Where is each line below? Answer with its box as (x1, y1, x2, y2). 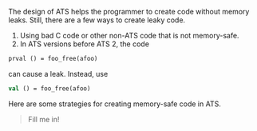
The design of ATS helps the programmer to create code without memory (8, 7, 250, 16)
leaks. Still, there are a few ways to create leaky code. (8, 15, 186, 25)
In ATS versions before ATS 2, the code (19, 39, 150, 49)
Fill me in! (27, 114, 60, 124)
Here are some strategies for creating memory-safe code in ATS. (8, 99, 221, 109)
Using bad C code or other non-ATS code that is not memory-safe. (19, 31, 239, 40)
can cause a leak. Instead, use (8, 69, 109, 78)
